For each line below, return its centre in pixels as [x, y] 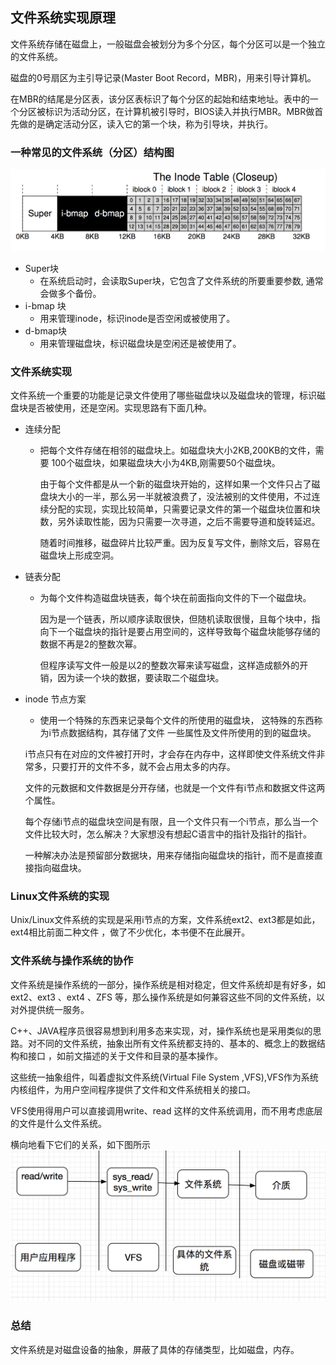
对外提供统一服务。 [50, 1009]
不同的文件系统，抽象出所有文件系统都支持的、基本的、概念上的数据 [176, 1043]
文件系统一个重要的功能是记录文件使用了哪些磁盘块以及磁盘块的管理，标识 [163, 395]
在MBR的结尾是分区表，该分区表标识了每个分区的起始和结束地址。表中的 [160, 99]
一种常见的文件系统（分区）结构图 [92, 152]
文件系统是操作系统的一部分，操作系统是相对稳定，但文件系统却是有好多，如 [168, 984]
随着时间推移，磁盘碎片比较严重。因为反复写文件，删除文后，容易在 [180, 542]
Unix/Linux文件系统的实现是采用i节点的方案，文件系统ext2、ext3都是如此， [165, 920]
